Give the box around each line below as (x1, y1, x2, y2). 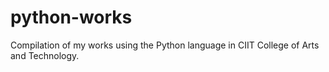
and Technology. (10, 49, 80, 61)
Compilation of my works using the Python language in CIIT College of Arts (10, 39, 320, 51)
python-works (10, 6, 133, 29)
